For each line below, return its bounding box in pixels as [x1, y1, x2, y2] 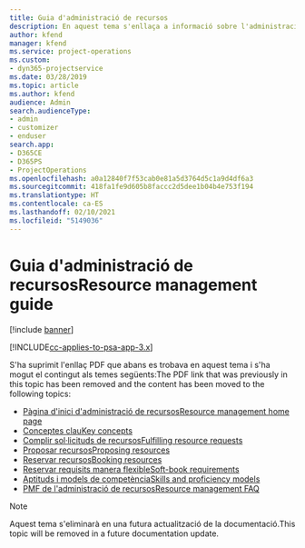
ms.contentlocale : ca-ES [9, 199, 103, 209]
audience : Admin [9, 97, 71, 107]
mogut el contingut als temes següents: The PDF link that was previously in [9, 369, 288, 380]
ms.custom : [9, 55, 51, 65]
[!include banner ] [9, 324, 74, 334]
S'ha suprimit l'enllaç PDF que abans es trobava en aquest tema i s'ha [9, 359, 271, 370]
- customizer [9, 124, 59, 133]
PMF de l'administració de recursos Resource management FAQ [22, 483, 261, 493]
